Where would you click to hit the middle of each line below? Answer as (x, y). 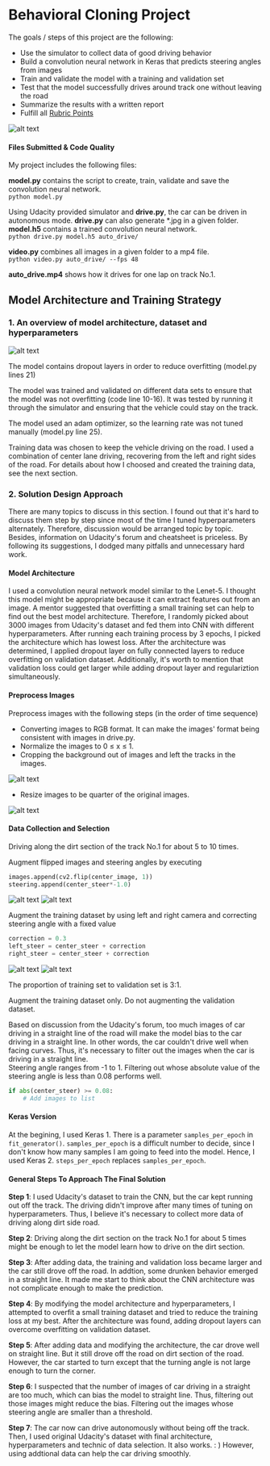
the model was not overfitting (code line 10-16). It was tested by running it (131, 399)
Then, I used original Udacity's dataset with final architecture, (110, 1437)
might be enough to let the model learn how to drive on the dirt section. (127, 1247)
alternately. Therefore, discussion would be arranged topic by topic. (121, 529)
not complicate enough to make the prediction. (86, 1288)
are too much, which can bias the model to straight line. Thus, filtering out (131, 1395)
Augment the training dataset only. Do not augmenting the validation (122, 1001)
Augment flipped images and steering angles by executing (105, 862)
